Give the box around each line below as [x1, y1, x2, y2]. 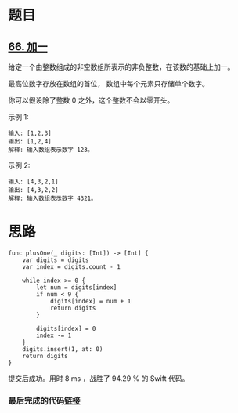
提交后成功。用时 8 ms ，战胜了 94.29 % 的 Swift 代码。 [8, 373, 189, 383]
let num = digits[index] [36, 283, 117, 292]
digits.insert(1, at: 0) [22, 345, 103, 353]
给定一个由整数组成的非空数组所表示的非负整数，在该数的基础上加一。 [8, 63, 235, 71]
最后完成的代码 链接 [8, 395, 81, 406]
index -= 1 [36, 331, 72, 339]
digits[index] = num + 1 [49, 297, 132, 305]
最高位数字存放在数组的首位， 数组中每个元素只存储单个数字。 [8, 79, 209, 88]
